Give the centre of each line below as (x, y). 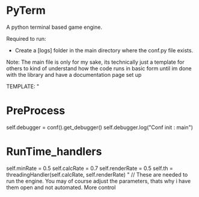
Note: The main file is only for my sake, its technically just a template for (95, 62)
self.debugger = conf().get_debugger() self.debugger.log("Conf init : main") (100, 127)
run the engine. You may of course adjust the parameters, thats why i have (99, 181)
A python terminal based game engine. (54, 27)
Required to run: (26, 38)
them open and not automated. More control (61, 187)
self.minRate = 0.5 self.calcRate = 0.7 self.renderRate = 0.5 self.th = (90, 168)
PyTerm (26, 11)
